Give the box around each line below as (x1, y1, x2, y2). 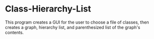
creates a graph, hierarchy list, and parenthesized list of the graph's (5, 24, 140, 30)
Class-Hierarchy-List (5, 3, 91, 14)
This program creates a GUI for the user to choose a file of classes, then (5, 19, 149, 25)
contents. (5, 29, 24, 35)
